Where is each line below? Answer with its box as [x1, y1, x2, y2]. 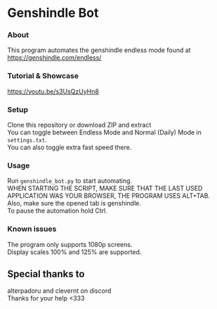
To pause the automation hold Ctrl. [7, 206, 107, 215]
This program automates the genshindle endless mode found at [7, 46, 191, 54]
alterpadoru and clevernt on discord [7, 286, 112, 295]
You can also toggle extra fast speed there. [7, 143, 132, 152]
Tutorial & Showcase [7, 71, 79, 81]
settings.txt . [7, 136, 47, 144]
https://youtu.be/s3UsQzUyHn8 [7, 87, 100, 96]
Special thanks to [7, 268, 85, 280]
